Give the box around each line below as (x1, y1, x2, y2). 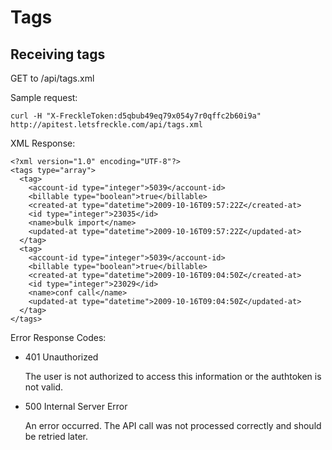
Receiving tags (10, 46, 106, 63)
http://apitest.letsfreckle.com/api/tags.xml (10, 120, 203, 130)
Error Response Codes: (10, 332, 107, 343)
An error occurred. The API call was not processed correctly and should (24, 420, 322, 431)
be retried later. (24, 431, 89, 442)
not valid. (24, 381, 64, 393)
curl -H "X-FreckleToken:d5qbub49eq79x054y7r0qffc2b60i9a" (10, 111, 262, 121)
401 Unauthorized (24, 351, 99, 363)
